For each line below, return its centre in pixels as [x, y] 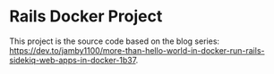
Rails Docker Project [86, 16]
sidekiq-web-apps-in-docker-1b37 [73, 60]
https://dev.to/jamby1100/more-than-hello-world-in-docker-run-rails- [137, 50]
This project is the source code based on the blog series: [115, 41]
